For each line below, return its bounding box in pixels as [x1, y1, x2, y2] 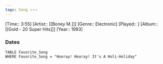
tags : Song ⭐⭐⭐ [5, 7, 38, 12]
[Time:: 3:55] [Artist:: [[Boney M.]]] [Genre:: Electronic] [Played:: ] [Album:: [5, 21, 158, 27]
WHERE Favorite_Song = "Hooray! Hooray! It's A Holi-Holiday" [5, 54, 137, 59]
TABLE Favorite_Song [5, 50, 48, 55]
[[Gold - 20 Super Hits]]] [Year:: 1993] [5, 26, 83, 32]
